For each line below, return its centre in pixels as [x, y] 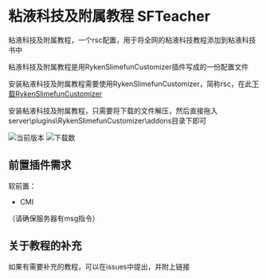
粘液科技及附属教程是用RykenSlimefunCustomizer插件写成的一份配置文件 [129, 67]
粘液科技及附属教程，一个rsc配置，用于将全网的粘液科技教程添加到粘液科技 [132, 40]
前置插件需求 [40, 165]
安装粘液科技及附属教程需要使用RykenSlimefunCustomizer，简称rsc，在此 [130, 84]
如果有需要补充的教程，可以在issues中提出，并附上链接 [99, 266]
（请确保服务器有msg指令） [54, 218]
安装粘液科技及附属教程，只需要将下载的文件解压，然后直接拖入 [113, 110]
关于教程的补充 [45, 246]
